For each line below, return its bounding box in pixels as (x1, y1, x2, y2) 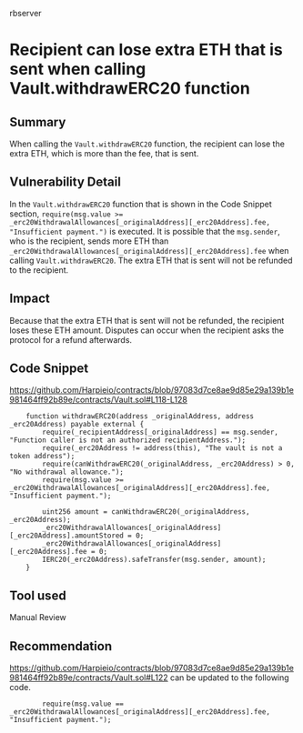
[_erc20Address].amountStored (9, 531, 125, 540)
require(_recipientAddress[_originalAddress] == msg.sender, (42, 427, 279, 437)
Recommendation (9, 638, 112, 654)
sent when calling (9, 59, 146, 80)
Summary (9, 114, 66, 130)
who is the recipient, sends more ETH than (9, 236, 169, 246)
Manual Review (9, 612, 66, 623)
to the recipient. (9, 264, 69, 276)
